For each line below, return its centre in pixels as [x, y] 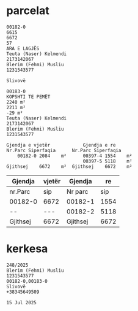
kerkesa [27, 249]
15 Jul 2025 [21, 302]
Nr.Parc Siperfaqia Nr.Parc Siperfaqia [64, 150]
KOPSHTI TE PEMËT [28, 97]
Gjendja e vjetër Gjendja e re [61, 145]
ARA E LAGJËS [23, 48]
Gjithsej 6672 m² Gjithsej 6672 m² [69, 166]
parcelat [28, 11]
